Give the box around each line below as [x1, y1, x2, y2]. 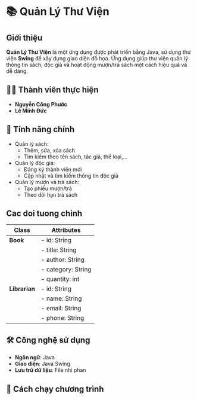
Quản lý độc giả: [14, 159, 55, 166]
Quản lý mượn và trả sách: [14, 178, 79, 185]
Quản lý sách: [14, 140, 49, 147]
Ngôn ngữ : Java [14, 354, 55, 361]
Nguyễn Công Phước [14, 100, 67, 108]
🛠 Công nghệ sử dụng [6, 335, 90, 345]
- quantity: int [40, 275, 80, 283]
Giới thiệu [6, 32, 43, 42]
